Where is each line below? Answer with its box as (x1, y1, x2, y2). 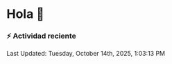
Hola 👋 (6, 6, 44, 22)
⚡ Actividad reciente (6, 31, 77, 41)
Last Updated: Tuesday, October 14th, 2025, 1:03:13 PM (6, 50, 166, 58)
